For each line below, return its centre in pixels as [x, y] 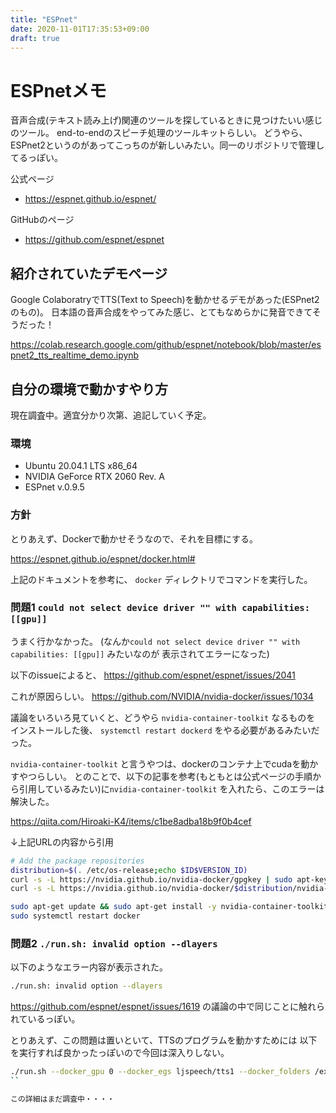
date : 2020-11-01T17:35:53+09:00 [80, 29]
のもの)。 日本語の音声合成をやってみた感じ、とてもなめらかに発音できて [161, 312]
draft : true [35, 38]
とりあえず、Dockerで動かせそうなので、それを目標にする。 [134, 538]
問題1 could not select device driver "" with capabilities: [160, 608]
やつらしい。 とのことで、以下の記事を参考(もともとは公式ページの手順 [165, 776]
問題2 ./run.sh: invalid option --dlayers [114, 943]
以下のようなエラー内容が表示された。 [89, 967]
